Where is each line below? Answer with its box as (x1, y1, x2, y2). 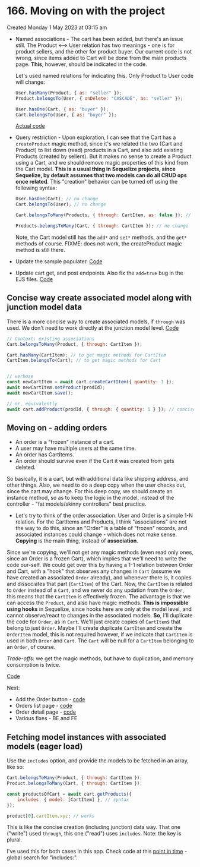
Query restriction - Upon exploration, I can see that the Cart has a (15, 134, 176, 141)
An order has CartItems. (15, 451, 74, 458)
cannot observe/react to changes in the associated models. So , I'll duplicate (7, 612, 193, 619)
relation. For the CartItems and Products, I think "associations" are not (15, 518, 187, 525)
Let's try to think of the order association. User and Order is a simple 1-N (15, 512, 193, 519)
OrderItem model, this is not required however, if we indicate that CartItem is (7, 631, 193, 638)
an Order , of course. (7, 644, 56, 651)
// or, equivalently (7, 401, 58, 406)
